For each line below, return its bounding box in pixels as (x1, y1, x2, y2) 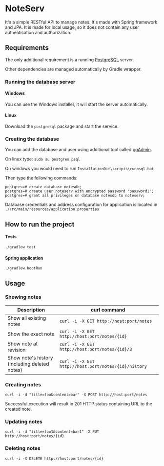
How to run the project (5, 220, 75, 228)
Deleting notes (5, 445, 41, 452)
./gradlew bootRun (5, 266, 42, 271)
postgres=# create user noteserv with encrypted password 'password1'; (5, 189, 154, 194)
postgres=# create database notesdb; (5, 184, 82, 190)
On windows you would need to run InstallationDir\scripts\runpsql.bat (5, 166, 154, 172)
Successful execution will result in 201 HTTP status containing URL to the (5, 401, 152, 407)
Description (17, 306, 45, 313)
